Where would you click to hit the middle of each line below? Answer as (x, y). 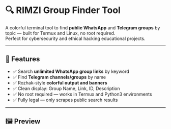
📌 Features (23, 59)
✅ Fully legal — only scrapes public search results (65, 100)
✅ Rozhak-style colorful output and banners (60, 82)
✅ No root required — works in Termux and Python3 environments (82, 94)
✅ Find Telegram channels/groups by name (59, 77)
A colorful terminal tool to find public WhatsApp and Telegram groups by (83, 28)
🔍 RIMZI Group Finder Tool (63, 10)
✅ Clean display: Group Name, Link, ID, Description (66, 88)
